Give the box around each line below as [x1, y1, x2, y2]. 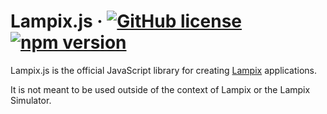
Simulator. [10, 94, 52, 106]
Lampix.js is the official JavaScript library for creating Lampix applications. [10, 64, 317, 76]
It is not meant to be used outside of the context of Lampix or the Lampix [10, 83, 311, 95]
